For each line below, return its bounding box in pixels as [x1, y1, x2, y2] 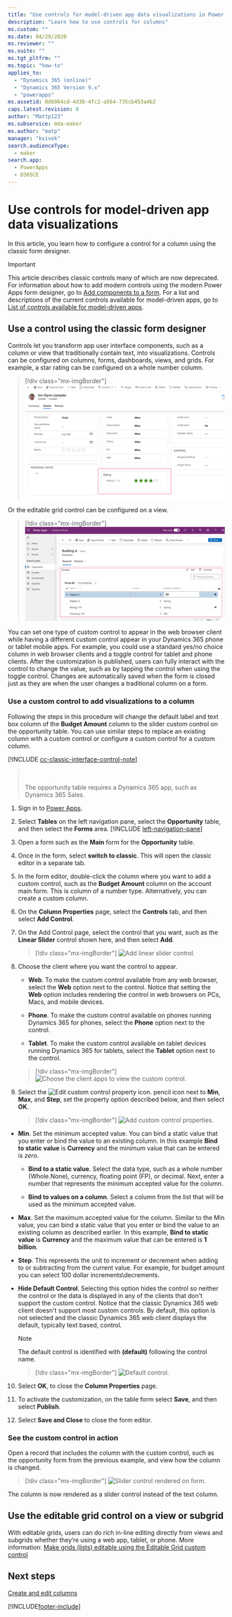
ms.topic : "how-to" [8, 62, 64, 69]
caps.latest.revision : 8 [8, 106, 79, 113]
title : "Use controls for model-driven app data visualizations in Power [8, 11, 224, 18]
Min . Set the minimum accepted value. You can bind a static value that [17, 1129, 218, 1137]
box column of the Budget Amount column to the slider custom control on [8, 719, 218, 728]
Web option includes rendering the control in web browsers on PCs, [28, 990, 221, 998]
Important [8, 260, 36, 269]
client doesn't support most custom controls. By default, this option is [17, 1306, 215, 1315]
